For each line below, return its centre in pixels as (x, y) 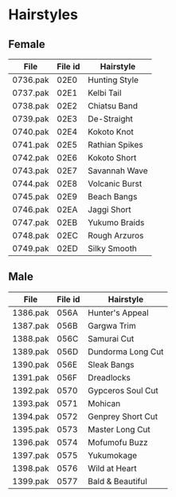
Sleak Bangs (111, 365)
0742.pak (31, 158)
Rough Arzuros (115, 235)
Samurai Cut (111, 338)
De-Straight (110, 119)
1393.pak (31, 403)
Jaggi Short (109, 209)
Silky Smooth (112, 248)
